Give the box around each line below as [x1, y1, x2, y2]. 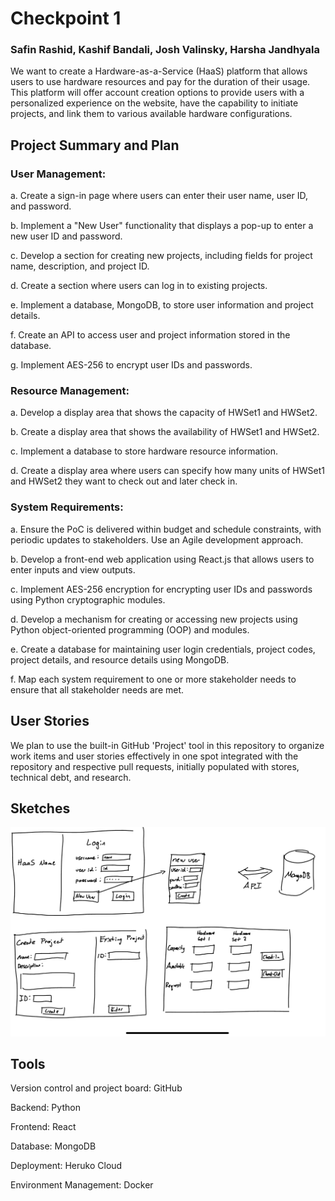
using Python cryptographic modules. [10, 593, 166, 606]
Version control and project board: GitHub [10, 1082, 183, 1094]
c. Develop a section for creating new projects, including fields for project [10, 250, 313, 262]
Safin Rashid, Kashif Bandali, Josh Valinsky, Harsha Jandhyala [10, 43, 321, 57]
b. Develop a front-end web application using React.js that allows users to [10, 553, 315, 565]
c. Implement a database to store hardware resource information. [10, 445, 278, 457]
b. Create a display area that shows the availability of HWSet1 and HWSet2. [10, 426, 320, 438]
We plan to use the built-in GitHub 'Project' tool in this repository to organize [10, 739, 325, 751]
